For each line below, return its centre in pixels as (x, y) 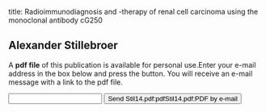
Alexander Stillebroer (63, 46)
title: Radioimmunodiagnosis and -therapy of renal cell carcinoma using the (133, 12)
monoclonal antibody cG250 (56, 20)
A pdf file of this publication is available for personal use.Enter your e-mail (132, 64)
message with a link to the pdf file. (66, 82)
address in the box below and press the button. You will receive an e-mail (131, 73)
